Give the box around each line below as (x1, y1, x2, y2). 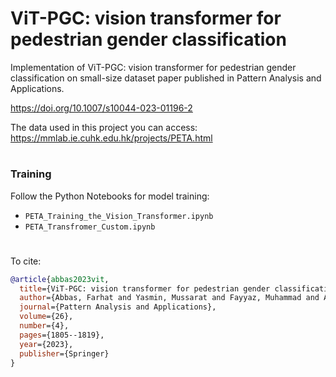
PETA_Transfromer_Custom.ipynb (24, 222, 156, 232)
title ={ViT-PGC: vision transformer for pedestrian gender (19, 283, 271, 294)
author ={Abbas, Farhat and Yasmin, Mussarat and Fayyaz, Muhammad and (19, 293, 320, 303)
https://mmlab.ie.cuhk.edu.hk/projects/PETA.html (10, 132, 213, 144)
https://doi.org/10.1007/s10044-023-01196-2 (10, 102, 193, 114)
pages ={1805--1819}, (19, 330, 105, 340)
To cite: (10, 255, 42, 267)
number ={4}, (19, 321, 70, 331)
